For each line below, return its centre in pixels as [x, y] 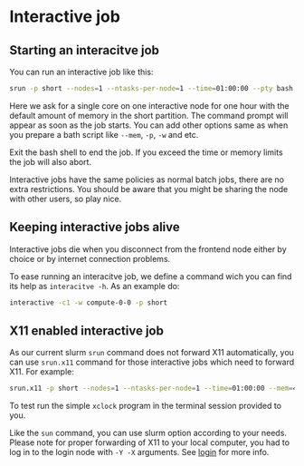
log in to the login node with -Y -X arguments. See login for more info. [139, 452]
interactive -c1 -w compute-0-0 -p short [89, 302]
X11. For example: [42, 372]
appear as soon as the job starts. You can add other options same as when [149, 125]
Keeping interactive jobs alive [95, 227]
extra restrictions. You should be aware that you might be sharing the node [149, 189]
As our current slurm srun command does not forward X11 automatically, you [152, 353]
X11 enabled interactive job [87, 330]
